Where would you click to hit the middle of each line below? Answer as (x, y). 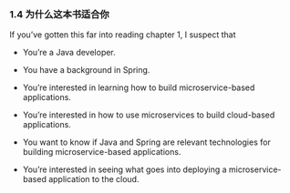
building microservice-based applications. (102, 152)
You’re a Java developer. (69, 53)
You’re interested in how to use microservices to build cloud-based (149, 115)
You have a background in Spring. (86, 70)
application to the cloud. (94, 179)
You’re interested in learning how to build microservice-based (139, 87)
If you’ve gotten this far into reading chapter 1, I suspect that (123, 35)
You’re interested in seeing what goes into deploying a (124, 169)
